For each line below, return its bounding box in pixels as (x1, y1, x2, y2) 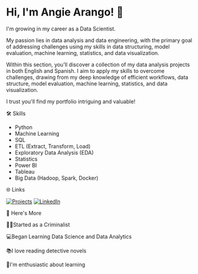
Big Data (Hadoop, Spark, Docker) (14, 174, 99, 181)
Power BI (14, 161, 37, 169)
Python (14, 124, 33, 131)
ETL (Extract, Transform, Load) (14, 143, 91, 150)
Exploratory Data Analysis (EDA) (14, 149, 94, 156)
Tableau (14, 168, 35, 175)
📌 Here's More (6, 209, 42, 217)
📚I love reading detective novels (6, 247, 87, 254)
